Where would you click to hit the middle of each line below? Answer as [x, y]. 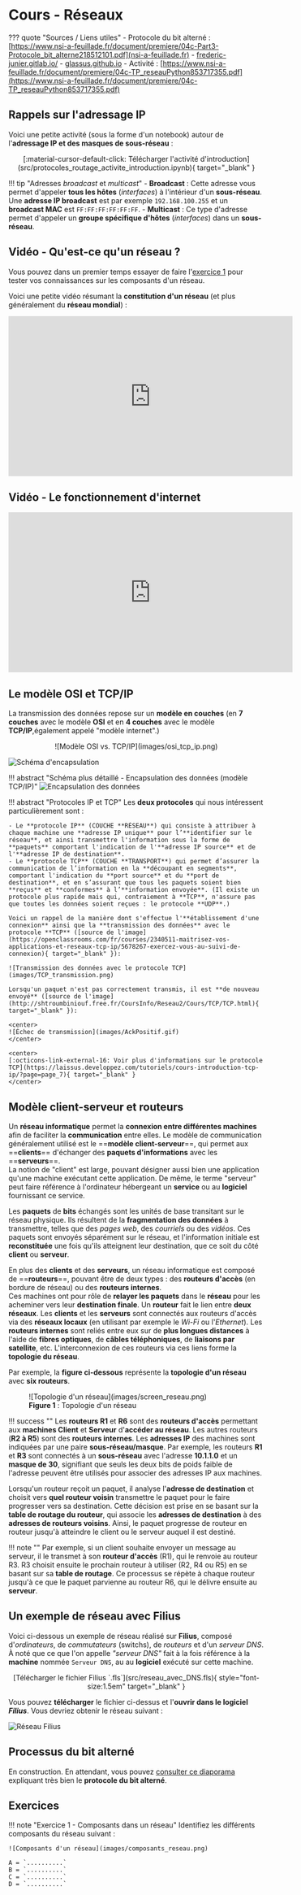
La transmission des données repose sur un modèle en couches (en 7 [126, 714]
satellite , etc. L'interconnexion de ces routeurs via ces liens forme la [123, 1348]
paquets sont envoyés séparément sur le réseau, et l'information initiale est [134, 1237]
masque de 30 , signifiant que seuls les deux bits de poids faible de [120, 1464]
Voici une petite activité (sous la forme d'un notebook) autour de [116, 134]
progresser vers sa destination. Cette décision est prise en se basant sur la [133, 1506]
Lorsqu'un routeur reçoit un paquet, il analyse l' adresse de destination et [131, 1489]
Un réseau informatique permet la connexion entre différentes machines [133, 1126]
